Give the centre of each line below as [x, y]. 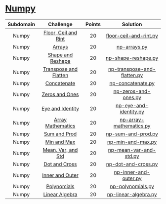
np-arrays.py [132, 46]
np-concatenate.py [132, 83]
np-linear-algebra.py [132, 194]
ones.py [132, 97]
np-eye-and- [132, 105]
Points [93, 24]
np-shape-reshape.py [132, 58]
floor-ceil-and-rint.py [132, 36]
